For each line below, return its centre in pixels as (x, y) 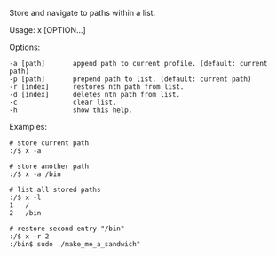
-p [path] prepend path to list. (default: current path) (130, 79)
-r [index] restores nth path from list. (97, 87)
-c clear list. (63, 102)
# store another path (49, 166)
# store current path (49, 143)
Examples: (28, 127)
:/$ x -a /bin (35, 174)
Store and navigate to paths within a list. (83, 13)
